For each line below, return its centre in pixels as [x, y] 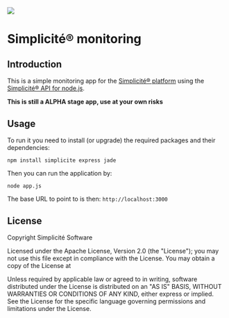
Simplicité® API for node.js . [46, 88]
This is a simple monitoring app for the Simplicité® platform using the [106, 81]
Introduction [35, 64]
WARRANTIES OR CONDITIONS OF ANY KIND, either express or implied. [110, 294]
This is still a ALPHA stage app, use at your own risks [85, 102]
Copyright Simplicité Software [50, 237]
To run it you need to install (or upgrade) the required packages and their [111, 140]
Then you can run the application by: [60, 174]
